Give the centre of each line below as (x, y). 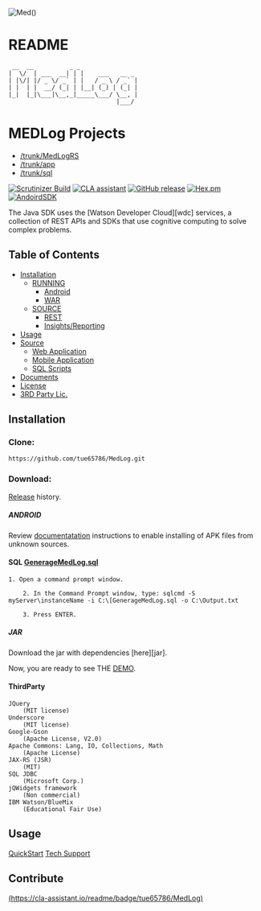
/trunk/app (37, 164)
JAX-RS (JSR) (30, 761)
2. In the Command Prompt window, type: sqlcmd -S (109, 593)
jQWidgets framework (43, 789)
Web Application (59, 351)
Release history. (35, 497)
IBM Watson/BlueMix (41, 802)
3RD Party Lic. (44, 394)
